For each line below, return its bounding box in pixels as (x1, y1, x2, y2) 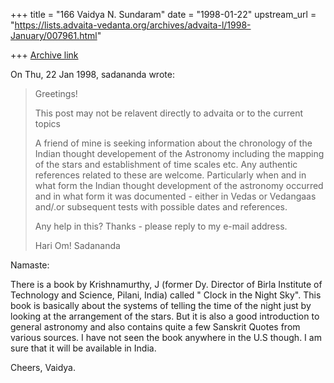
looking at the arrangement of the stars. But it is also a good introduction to (10, 310, 320, 322)
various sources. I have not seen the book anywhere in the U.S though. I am (10, 332, 322, 343)
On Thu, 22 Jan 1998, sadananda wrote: (10, 69, 175, 80)
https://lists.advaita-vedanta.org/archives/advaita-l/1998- (14, 19, 252, 31)
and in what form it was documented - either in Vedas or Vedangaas (34, 190, 317, 202)
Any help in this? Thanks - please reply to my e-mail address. (34, 220, 288, 232)
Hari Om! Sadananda (34, 240, 121, 251)
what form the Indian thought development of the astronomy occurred (34, 180, 324, 191)
